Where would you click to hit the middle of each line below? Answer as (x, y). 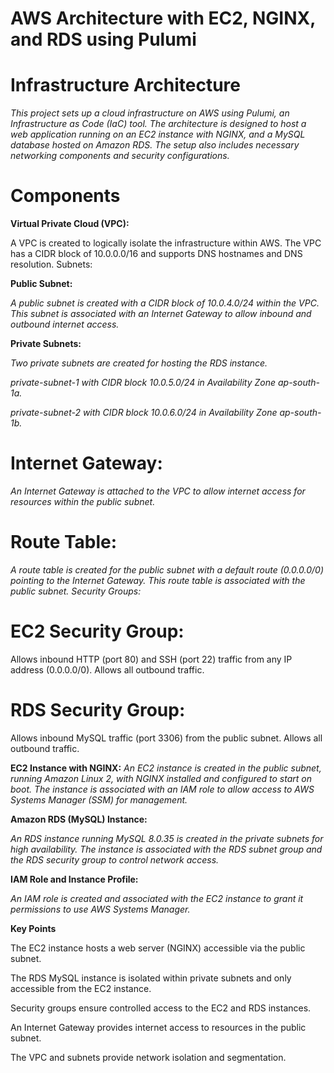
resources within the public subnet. (83, 501)
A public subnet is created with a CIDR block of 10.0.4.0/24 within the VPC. (165, 303)
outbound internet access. (65, 324)
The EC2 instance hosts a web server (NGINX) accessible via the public (158, 948)
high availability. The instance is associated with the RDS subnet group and (166, 849)
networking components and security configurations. (120, 156)
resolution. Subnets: (51, 264)
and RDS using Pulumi (103, 39)
